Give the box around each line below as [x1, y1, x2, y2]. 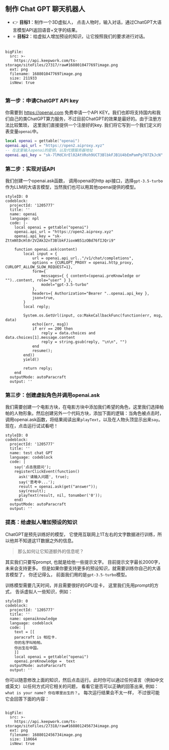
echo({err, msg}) [32, 322, 69, 327]
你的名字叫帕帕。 [14, 640, 44, 645]
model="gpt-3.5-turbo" [41, 282, 89, 287]
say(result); [18, 489, 46, 494]
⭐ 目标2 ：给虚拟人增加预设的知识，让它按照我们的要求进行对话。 [12, 33, 148, 39]
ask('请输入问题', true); [18, 475, 69, 480]
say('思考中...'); [18, 480, 55, 485]
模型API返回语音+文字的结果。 [17, 27, 80, 33]
